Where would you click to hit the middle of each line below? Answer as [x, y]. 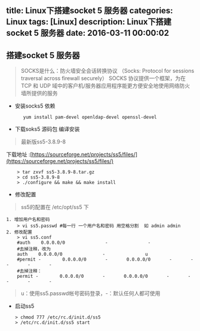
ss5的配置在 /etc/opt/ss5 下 [55, 207]
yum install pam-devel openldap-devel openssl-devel [90, 117]
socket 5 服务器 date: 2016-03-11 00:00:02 [87, 33]
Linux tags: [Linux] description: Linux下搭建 [89, 22]
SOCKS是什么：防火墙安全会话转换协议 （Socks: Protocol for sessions [107, 71]
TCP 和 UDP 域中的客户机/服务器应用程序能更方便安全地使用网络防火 [105, 86]
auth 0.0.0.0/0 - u [82, 255]
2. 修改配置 [19, 232]
